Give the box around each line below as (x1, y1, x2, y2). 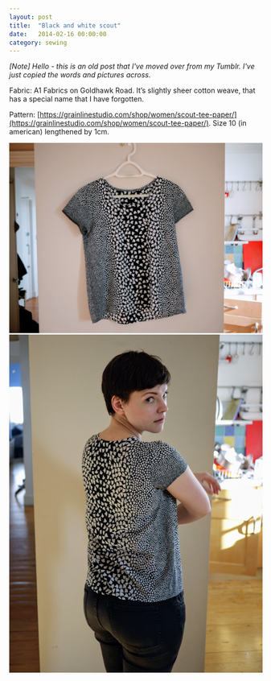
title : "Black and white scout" (9, 21, 121, 30)
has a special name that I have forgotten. (9, 94, 144, 104)
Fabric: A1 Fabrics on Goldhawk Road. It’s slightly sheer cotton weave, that (9, 85, 256, 96)
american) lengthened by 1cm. (9, 127, 109, 137)
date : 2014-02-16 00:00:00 (9, 30, 107, 38)
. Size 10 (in (208, 118, 248, 128)
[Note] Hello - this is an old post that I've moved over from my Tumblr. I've (9, 61, 256, 72)
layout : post (9, 13, 53, 21)
